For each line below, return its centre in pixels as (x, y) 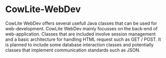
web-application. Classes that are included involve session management (80, 34)
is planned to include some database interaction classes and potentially (79, 44)
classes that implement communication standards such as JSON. (73, 50)
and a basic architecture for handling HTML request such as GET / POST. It (83, 39)
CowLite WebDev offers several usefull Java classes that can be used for (81, 23)
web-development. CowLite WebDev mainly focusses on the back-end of (81, 28)
